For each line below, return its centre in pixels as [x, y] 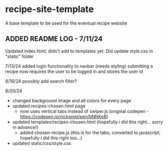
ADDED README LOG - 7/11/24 [54, 39]
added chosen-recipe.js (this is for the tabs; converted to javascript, [90, 132]
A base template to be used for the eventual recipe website [66, 23]
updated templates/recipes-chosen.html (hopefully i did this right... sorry [88, 122]
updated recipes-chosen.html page [49, 106]
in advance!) [25, 127]
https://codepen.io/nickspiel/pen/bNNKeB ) [64, 116]
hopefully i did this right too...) [51, 138]
